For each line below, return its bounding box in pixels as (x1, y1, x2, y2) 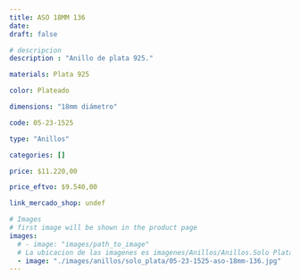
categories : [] (9, 151, 66, 160)
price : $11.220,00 (9, 167, 78, 176)
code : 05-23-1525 (9, 118, 74, 127)
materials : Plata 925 (9, 70, 90, 79)
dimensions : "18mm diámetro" (9, 103, 118, 111)
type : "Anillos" (9, 135, 70, 144)
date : (9, 21, 29, 30)
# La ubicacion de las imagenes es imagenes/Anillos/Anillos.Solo (17, 248, 270, 257)
